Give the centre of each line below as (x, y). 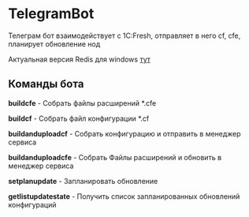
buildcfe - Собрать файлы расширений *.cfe (82, 103)
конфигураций (32, 204)
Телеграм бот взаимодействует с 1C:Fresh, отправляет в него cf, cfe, (124, 36)
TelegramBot (51, 14)
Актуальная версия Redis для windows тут (80, 59)
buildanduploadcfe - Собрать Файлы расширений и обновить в (115, 157)
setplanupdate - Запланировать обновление (83, 181)
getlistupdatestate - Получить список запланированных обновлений (124, 196)
